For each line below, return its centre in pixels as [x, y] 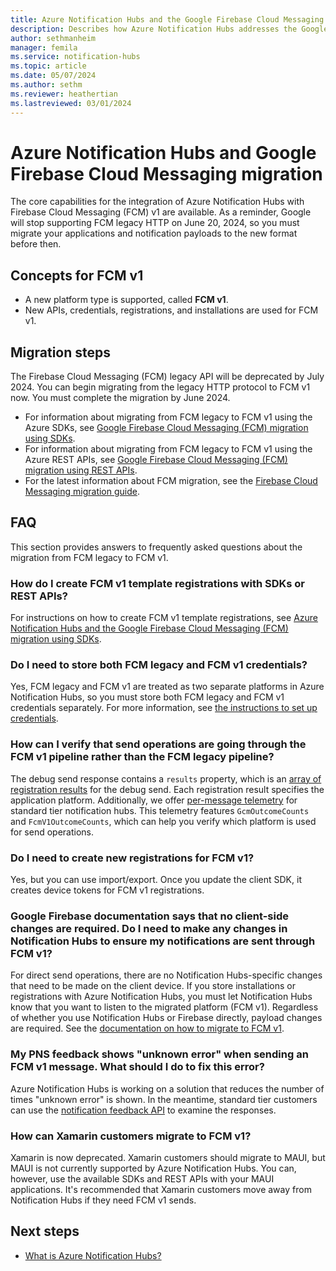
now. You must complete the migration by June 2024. [120, 398]
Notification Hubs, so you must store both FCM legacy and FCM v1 [147, 697]
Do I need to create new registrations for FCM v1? [132, 858]
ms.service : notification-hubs [75, 57]
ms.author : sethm [46, 85]
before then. [36, 244]
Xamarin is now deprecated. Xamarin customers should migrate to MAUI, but [168, 1157]
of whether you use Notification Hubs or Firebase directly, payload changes [166, 1018]
